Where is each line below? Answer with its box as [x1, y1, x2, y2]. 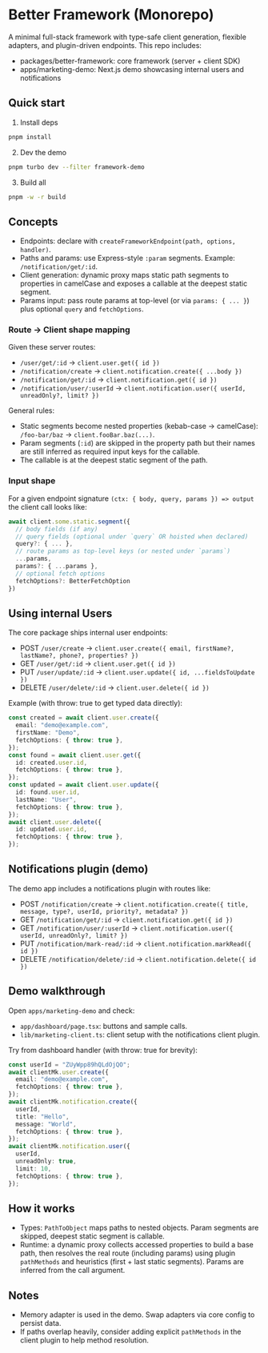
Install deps [19, 118, 58, 127]
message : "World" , [15, 1120, 78, 1128]
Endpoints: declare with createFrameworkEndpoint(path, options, [19, 236, 236, 246]
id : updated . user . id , [15, 826, 88, 834]
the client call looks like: [8, 502, 87, 511]
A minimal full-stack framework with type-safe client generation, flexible [8, 32, 246, 42]
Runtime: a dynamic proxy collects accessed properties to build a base [19, 1240, 254, 1250]
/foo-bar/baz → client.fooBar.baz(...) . [19, 430, 155, 439]
